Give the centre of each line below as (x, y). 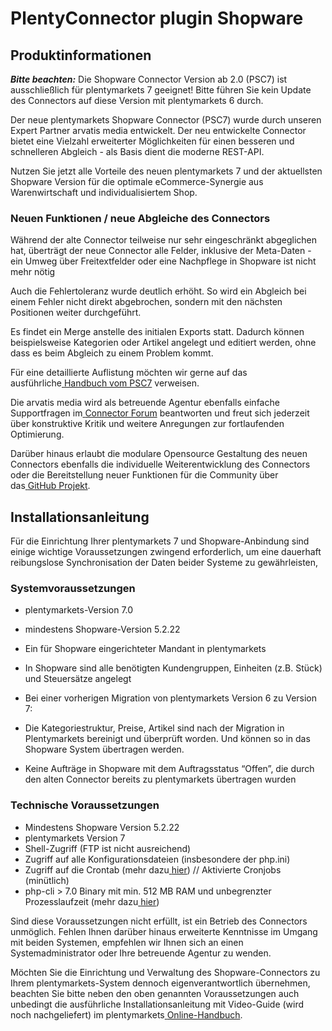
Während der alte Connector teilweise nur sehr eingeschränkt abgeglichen (164, 240)
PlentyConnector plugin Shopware (157, 18)
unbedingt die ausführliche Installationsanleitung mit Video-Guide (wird (157, 1004)
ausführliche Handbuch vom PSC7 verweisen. (105, 383)
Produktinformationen (81, 55)
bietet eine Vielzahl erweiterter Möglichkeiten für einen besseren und (152, 141)
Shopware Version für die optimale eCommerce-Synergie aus (137, 181)
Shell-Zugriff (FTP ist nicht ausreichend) (108, 848)
